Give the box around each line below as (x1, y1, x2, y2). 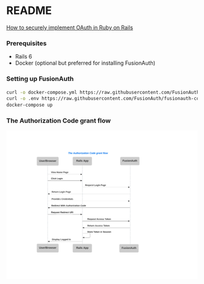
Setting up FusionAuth (6, 74, 74, 83)
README (6, 4, 52, 18)
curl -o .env (6, 96, 39, 102)
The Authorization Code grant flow (6, 116, 111, 125)
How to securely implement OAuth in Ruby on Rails (6, 24, 134, 31)
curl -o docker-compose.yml (6, 89, 78, 95)
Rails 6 (15, 53, 32, 60)
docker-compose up (6, 102, 53, 108)
